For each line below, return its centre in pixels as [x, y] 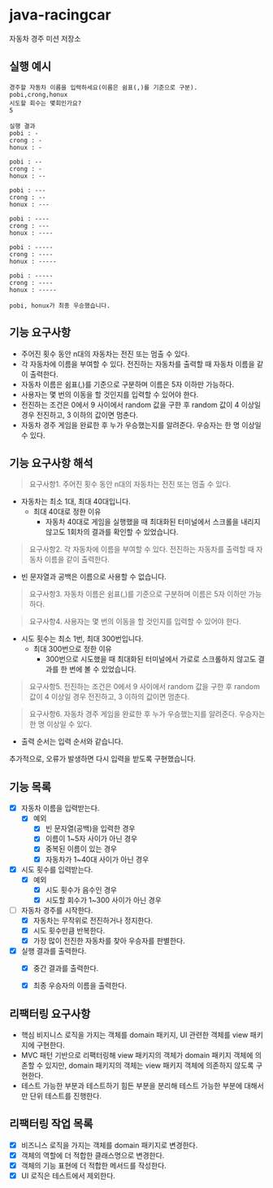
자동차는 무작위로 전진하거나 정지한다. [93, 920]
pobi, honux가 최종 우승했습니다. [60, 306]
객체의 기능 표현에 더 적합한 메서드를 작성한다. [94, 1166]
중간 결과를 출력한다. [66, 968]
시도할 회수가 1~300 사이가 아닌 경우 [103, 900]
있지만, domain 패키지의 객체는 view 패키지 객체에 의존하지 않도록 [149, 1066]
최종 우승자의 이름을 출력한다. [80, 985]
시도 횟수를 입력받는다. [57, 869]
